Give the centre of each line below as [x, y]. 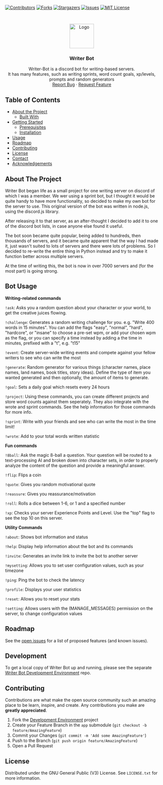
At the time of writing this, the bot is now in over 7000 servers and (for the [79, 266]
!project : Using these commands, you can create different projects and [77, 396]
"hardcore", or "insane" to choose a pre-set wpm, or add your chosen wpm [81, 333]
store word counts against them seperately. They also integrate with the [77, 402]
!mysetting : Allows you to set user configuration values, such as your [75, 565]
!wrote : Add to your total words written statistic [52, 436]
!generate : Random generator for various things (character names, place [78, 367]
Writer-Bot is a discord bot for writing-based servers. [82, 69]
